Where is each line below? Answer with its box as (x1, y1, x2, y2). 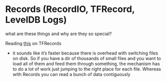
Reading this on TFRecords (5, 40, 62, 46)
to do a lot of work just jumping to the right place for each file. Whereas (12, 66, 161, 72)
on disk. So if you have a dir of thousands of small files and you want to (12, 55, 161, 61)
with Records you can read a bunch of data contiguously (12, 71, 131, 77)
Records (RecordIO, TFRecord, (5, 3, 135, 15)
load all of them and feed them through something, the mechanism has (12, 60, 160, 66)
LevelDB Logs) (5, 14, 67, 25)
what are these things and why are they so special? (5, 30, 112, 36)
